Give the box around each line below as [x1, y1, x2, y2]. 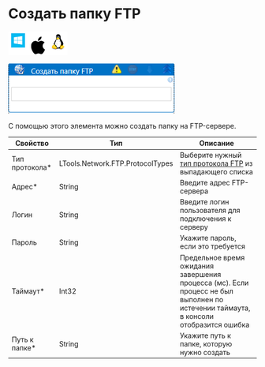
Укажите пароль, [180, 234, 237, 243]
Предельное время [180, 253, 245, 262]
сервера [180, 186, 209, 196]
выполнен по [180, 294, 224, 304]
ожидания [180, 261, 215, 271]
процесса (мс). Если [180, 278, 249, 287]
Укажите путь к [180, 331, 231, 340]
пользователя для [180, 206, 241, 215]
